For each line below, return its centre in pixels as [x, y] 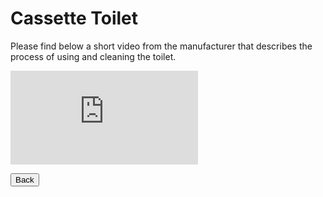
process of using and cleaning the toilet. [93, 56]
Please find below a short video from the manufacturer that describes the [161, 46]
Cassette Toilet [74, 18]
